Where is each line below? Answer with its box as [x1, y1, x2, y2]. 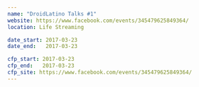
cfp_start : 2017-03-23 [7, 56, 75, 63]
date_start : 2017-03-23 [7, 36, 78, 43]
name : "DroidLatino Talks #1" [7, 10, 97, 18]
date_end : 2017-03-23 [7, 43, 78, 50]
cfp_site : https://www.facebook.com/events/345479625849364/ [7, 69, 193, 76]
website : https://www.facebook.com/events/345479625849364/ [7, 17, 190, 24]
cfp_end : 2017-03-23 [7, 62, 75, 69]
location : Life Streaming [7, 23, 84, 30]
